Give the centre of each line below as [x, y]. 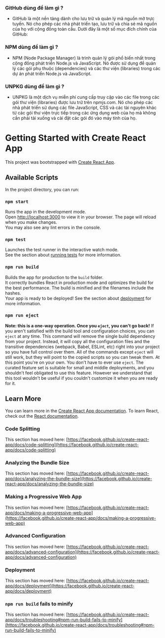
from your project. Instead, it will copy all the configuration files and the [78, 341]
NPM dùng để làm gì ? [32, 47]
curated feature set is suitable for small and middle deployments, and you [80, 367]
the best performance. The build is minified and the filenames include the [80, 287]
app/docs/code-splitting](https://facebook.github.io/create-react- [72, 444]
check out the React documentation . [42, 416]
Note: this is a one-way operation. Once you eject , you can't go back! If [80, 325]
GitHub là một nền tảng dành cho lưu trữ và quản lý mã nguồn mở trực [83, 19]
